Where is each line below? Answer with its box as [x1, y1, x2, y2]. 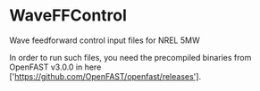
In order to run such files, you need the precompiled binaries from [9, 52, 252, 62]
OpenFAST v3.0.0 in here [9, 62, 102, 72]
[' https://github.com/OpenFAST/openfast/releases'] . [9, 70, 202, 81]
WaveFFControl [9, 5, 128, 26]
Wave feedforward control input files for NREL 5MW [9, 35, 200, 45]
